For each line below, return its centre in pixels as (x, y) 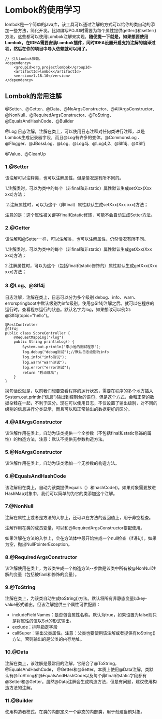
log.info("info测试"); (44, 357)
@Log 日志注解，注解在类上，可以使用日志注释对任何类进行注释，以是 (75, 131)
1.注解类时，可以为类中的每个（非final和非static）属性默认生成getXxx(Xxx (79, 249)
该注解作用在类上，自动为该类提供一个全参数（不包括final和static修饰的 (76, 433)
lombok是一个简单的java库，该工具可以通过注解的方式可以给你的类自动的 (78, 24)
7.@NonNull (19, 506)
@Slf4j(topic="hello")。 (28, 315)
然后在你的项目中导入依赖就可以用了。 (52, 49)
